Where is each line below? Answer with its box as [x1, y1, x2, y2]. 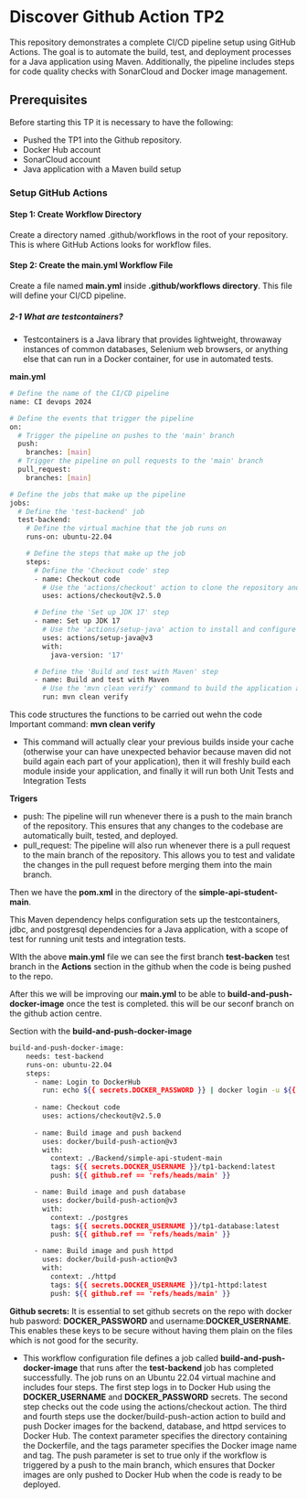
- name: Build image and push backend [33, 1128, 182, 1138]
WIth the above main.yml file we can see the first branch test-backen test [9, 951, 291, 962]
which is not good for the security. [9, 1334, 139, 1345]
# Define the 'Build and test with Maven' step [33, 667, 219, 676]
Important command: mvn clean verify [9, 719, 156, 730]
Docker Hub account [22, 144, 101, 155]
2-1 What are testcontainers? [9, 311, 123, 322]
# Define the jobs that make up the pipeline [9, 489, 185, 499]
